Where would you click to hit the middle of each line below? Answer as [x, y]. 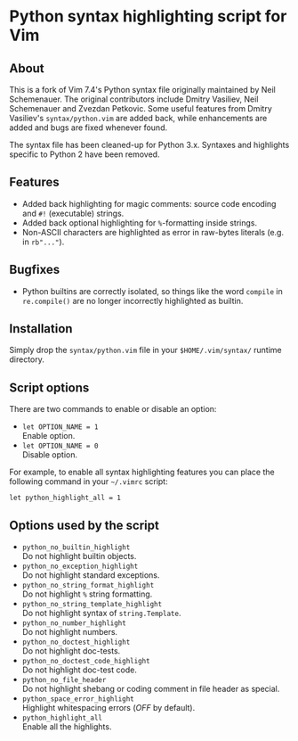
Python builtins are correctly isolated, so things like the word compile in [152, 291]
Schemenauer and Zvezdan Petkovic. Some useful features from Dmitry [141, 108]
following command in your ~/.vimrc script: [89, 482]
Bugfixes [35, 270]
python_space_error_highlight [78, 699]
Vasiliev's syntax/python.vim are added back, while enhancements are [138, 118]
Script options [49, 387]
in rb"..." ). [43, 242]
